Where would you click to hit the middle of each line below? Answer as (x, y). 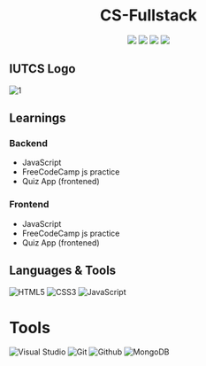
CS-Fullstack (149, 16)
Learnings (38, 118)
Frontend (29, 205)
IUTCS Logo (42, 69)
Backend (29, 144)
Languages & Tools (63, 271)
